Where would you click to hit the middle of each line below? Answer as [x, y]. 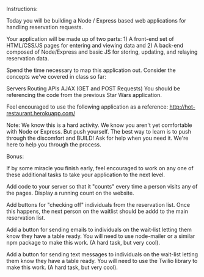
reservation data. [28, 58]
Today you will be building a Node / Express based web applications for [96, 20]
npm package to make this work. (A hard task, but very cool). [83, 243]
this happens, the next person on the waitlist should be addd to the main [97, 211]
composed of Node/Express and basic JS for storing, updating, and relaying [102, 52]
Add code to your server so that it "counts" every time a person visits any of [102, 186]
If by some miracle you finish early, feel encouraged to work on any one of [100, 168]
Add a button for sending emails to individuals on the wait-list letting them [99, 229]
